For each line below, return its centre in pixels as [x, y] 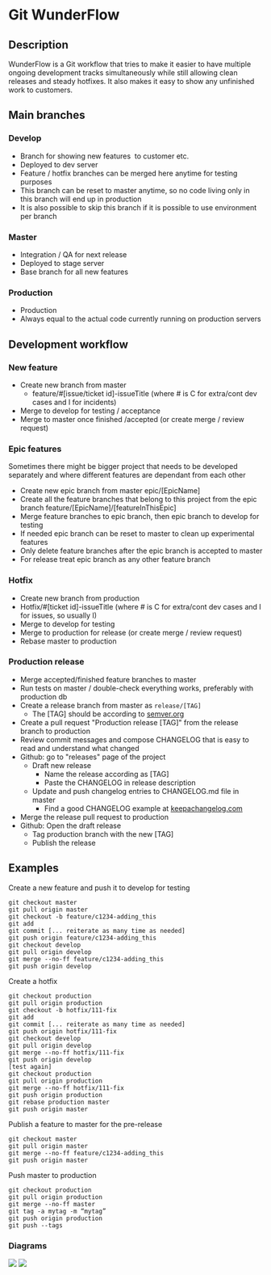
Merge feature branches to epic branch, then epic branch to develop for [140, 517]
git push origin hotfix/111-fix [63, 1031]
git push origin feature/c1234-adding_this [83, 938]
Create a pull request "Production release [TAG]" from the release [129, 722]
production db [44, 696]
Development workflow [69, 344]
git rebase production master [59, 1102]
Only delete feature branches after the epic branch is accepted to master [141, 551]
